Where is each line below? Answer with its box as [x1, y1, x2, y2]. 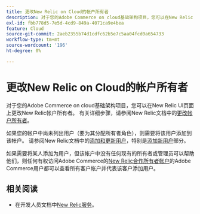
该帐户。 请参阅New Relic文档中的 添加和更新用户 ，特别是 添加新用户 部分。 [6, 137, 189, 144]
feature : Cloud [6, 25, 44, 32]
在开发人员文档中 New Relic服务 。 [14, 201, 97, 208]
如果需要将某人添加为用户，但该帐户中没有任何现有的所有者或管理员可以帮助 [6, 149, 195, 156]
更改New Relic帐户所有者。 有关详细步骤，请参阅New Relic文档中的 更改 [11, 109, 188, 116]
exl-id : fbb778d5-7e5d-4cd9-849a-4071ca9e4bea [6, 20, 124, 26]
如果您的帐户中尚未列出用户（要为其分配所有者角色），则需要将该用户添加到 [6, 129, 192, 137]
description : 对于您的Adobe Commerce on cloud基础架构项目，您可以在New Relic [6, 14, 193, 20]
